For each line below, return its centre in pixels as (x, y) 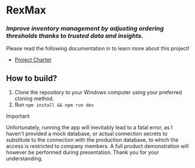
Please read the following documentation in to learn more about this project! (98, 49)
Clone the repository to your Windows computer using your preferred (98, 92)
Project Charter (33, 60)
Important (18, 116)
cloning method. (34, 99)
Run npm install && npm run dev (54, 105)
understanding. (24, 159)
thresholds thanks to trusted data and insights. (75, 36)
